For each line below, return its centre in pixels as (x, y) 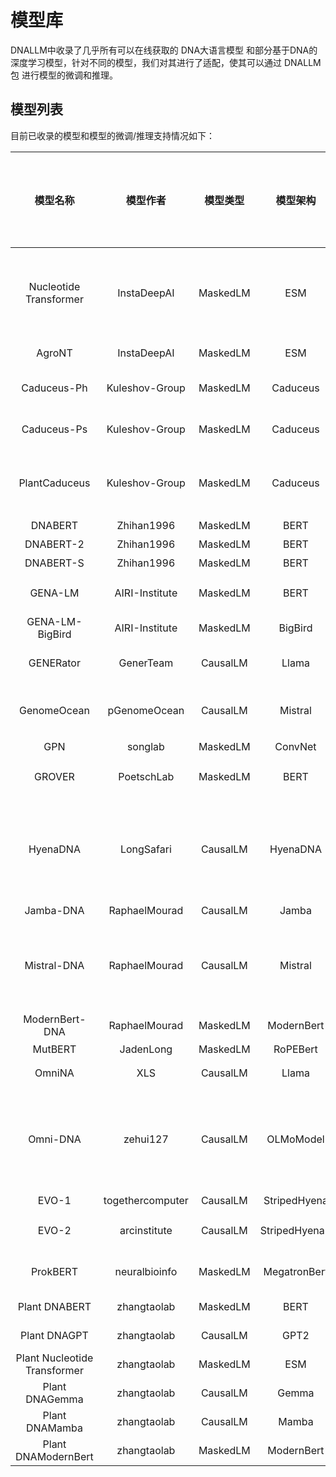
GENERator (54, 663)
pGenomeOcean (146, 710)
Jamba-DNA (54, 910)
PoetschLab (146, 776)
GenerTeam (146, 663)
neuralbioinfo (146, 1271)
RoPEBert (295, 1049)
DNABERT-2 (54, 544)
